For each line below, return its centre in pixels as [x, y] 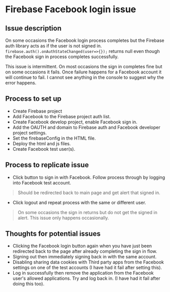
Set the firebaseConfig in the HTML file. [54, 138]
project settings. [30, 132]
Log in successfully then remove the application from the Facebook [83, 273]
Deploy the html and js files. [42, 143]
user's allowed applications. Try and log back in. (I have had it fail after [87, 278]
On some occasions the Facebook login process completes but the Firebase [85, 40]
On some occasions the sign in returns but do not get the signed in [87, 212]
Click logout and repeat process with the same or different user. [79, 202]
